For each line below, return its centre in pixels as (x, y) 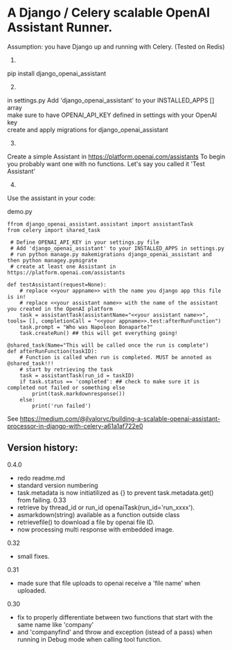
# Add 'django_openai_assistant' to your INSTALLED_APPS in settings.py (117, 248)
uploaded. (32, 590)
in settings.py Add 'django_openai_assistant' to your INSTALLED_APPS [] (111, 100)
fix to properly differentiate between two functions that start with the (115, 617)
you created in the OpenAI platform (60, 309)
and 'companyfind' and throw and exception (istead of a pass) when (115, 632)
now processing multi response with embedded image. (96, 529)
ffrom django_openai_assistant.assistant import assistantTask (100, 224)
